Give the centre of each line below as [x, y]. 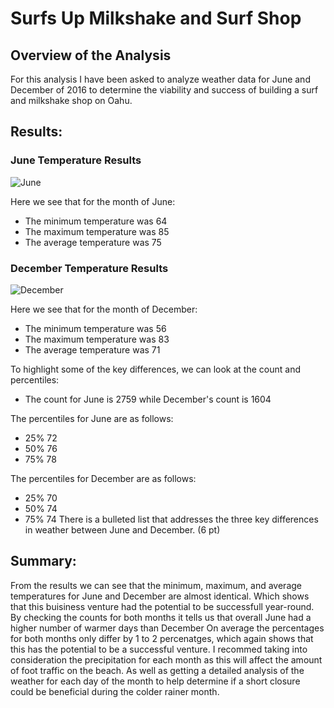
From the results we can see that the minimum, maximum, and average [156, 585]
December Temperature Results [89, 268]
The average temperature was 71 [92, 349]
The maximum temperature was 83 [97, 339]
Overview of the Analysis [91, 55]
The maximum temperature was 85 [97, 231]
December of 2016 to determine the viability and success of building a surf [164, 90]
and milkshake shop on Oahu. [71, 100]
